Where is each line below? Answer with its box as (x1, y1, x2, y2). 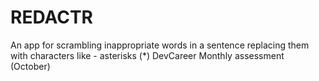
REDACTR (10, 6, 93, 29)
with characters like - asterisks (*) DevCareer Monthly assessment (10, 49, 285, 61)
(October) (10, 60, 51, 72)
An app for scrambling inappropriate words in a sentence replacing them (10, 39, 310, 51)
